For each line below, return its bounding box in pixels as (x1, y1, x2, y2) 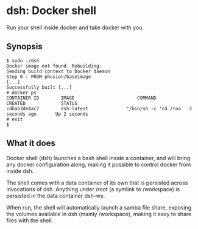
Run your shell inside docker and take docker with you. (6, 24, 144, 31)
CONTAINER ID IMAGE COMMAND (6, 95, 157, 101)
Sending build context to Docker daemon (6, 68, 111, 74)
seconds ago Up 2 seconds (6, 111, 88, 117)
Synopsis (6, 41, 43, 52)
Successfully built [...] (6, 84, 72, 90)
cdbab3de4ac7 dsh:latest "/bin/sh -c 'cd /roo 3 (6, 105, 192, 111)
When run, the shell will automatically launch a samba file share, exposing (6, 203, 192, 211)
